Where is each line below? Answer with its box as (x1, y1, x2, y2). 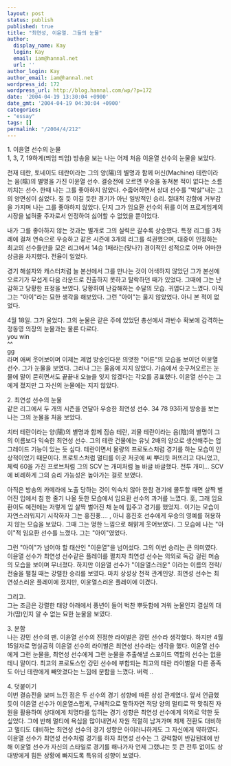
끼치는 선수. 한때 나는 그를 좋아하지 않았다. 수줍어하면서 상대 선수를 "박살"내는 (7, 186, 217, 194)
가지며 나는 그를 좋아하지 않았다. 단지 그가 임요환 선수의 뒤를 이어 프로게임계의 (14, 203, 223, 211)
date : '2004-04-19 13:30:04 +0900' (7, 94, 109, 101)
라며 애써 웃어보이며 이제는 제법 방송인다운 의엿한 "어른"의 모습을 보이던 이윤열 (7, 355, 219, 364)
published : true (7, 23, 54, 30)
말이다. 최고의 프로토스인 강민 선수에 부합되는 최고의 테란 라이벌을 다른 (19, 659, 209, 667)
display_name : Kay (13, 42, 67, 49)
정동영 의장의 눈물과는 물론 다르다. (7, 325, 99, 333)
